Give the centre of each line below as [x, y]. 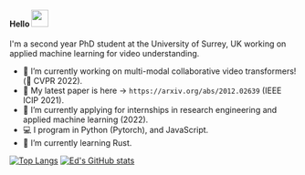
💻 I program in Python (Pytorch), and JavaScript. [116, 130]
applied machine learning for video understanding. [105, 54]
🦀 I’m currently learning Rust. [77, 143]
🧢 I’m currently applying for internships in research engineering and [150, 110]
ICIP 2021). [43, 100]
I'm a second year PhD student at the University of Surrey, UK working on [148, 44]
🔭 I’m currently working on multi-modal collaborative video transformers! [159, 71]
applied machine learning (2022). [85, 119]
